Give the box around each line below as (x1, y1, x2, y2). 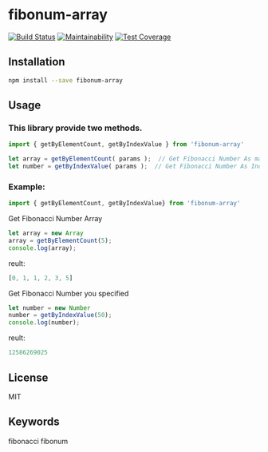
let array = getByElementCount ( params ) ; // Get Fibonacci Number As (8, 155, 251, 163)
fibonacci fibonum (8, 436, 69, 446)
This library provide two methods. (8, 122, 143, 133)
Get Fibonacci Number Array (8, 214, 103, 224)
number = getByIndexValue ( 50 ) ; (8, 311, 112, 319)
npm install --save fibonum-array (8, 76, 124, 85)
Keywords (8, 415, 60, 429)
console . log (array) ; (8, 244, 77, 252)
